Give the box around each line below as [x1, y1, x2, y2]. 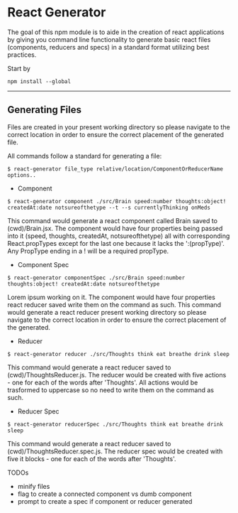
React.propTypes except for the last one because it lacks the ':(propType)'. [7, 239, 225, 247]
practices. [7, 50, 37, 59]
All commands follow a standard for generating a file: [7, 151, 162, 160]
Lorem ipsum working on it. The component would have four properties [7, 293, 216, 301]
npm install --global [7, 77, 72, 85]
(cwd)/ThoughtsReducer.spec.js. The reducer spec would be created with [7, 447, 223, 455]
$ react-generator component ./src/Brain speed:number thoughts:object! [7, 198, 227, 205]
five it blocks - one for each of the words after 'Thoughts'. [7, 454, 176, 463]
